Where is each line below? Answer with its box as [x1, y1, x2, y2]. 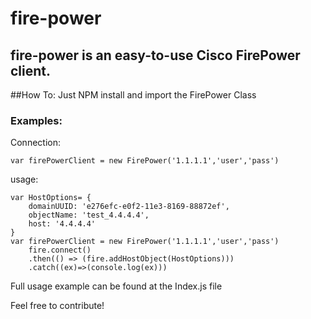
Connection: [10, 137, 61, 149]
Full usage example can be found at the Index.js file [10, 280, 223, 292]
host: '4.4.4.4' [28, 219, 97, 229]
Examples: [10, 113, 63, 127]
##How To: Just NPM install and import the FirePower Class [10, 89, 257, 101]
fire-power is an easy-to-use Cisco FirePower [10, 47, 301, 64]
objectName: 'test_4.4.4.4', [28, 210, 150, 221]
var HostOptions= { [10, 193, 92, 203]
